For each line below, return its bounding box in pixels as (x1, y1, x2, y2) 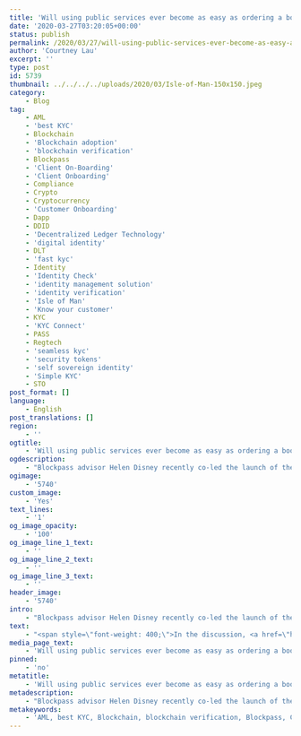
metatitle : (9, 671, 50, 680)
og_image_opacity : (9, 522, 78, 531)
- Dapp (25, 212, 50, 222)
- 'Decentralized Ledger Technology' (25, 229, 167, 238)
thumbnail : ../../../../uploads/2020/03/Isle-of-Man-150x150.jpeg (9, 80, 262, 89)
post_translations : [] (9, 413, 94, 422)
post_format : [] (9, 388, 70, 397)
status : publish (9, 30, 70, 39)
